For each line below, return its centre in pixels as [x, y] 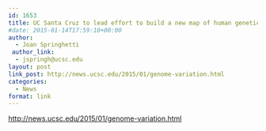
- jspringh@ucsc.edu [49, 60]
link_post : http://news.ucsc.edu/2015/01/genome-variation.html [116, 74]
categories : [28, 81]
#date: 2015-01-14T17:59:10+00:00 [65, 30]
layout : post [30, 67]
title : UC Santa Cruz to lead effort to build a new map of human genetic [134, 23]
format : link [30, 96]
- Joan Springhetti [47, 45]
